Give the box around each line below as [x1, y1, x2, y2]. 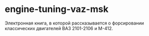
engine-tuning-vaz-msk [5, 3, 108, 15]
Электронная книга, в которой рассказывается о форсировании [5, 20, 144, 26]
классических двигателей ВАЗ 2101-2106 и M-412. [5, 25, 114, 31]
